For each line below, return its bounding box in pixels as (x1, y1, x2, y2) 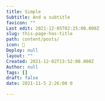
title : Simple (6, 8, 42, 15)
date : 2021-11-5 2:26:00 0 (6, 81, 73, 87)
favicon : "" (6, 20, 36, 26)
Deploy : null (6, 48, 39, 53)
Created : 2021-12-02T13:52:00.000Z (6, 58, 94, 64)
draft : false (6, 75, 39, 81)
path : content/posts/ (6, 36, 60, 42)
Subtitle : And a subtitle (6, 14, 70, 20)
